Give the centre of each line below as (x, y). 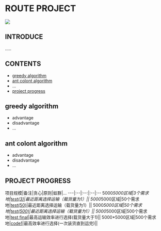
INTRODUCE (24, 37)
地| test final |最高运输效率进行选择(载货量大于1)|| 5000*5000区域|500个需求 (81, 217)
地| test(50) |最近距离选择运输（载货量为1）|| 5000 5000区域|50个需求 (73, 205)
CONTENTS (23, 64)
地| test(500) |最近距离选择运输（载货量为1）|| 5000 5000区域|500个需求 (76, 211)
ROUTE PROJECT (40, 8)
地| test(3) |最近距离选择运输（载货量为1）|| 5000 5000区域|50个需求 (72, 199)
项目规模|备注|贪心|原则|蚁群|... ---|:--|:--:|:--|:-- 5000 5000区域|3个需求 (77, 193)
